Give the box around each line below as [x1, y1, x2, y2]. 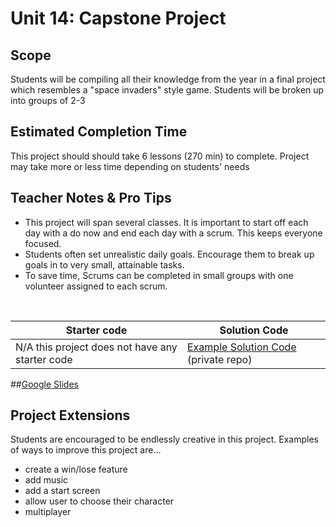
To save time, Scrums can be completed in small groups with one [24, 269, 294, 281]
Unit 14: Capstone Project [10, 7, 227, 30]
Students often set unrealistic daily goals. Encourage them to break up [24, 248, 315, 260]
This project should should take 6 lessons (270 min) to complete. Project [10, 150, 310, 162]
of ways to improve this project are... [10, 444, 162, 456]
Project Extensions [10, 407, 131, 424]
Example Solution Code [186, 340, 297, 354]
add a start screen [24, 485, 101, 497]
